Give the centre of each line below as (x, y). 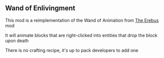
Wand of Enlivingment (40, 8)
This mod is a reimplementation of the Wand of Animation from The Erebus (82, 20)
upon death (17, 40)
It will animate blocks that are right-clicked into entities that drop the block (82, 35)
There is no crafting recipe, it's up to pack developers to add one (72, 50)
